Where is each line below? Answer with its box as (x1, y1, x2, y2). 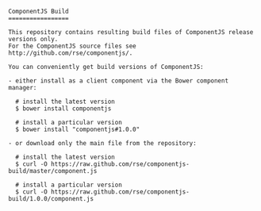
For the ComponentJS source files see (8, 42, 136, 50)
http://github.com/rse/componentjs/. (8, 49, 133, 57)
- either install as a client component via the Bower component (8, 77, 228, 85)
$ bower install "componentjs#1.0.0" (15, 125, 140, 133)
